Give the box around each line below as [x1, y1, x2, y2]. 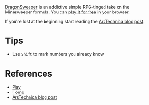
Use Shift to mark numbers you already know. [12, 51, 105, 57]
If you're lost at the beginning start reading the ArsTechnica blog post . [5, 19, 145, 24]
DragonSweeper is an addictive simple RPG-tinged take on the [5, 4, 130, 10]
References [5, 68, 52, 79]
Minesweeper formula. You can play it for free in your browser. [5, 9, 130, 15]
